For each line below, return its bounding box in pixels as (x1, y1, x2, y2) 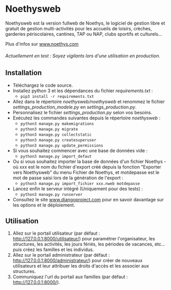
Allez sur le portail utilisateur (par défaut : (12, 230, 100, 236)
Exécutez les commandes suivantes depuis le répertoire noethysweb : (12, 115, 161, 121)
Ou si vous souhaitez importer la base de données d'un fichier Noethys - (12, 158, 166, 164)
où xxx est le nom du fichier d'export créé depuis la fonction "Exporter (12, 163, 161, 170)
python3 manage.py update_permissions (20, 143, 103, 148)
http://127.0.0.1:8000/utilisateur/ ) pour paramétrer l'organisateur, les (12, 236, 155, 242)
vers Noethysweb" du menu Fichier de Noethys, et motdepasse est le (12, 169, 160, 175)
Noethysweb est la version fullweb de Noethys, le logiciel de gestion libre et (5, 20, 165, 26)
